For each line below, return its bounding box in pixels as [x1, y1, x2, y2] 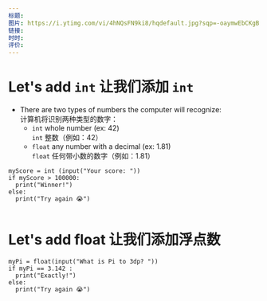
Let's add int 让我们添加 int [8, 78, 194, 96]
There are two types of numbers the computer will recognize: [19, 105, 222, 115]
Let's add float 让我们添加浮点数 [8, 231, 221, 249]
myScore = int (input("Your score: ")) [8, 167, 141, 175]
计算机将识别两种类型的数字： [19, 115, 118, 124]
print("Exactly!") [15, 272, 77, 279]
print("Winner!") [15, 181, 73, 190]
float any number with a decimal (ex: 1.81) [31, 142, 171, 151]
